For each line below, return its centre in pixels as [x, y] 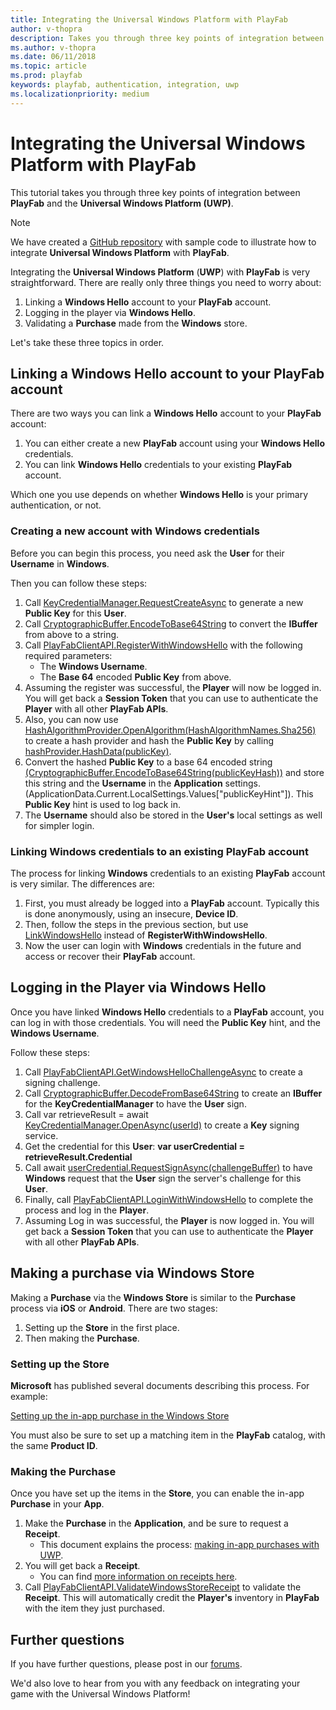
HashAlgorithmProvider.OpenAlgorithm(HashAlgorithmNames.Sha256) [170, 730]
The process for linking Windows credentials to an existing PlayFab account [168, 873]
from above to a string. [72, 634]
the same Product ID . [54, 1445]
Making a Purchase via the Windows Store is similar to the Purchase [153, 1297]
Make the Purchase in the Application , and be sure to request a [156, 1523]
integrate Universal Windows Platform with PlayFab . [120, 252]
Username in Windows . [60, 563]
